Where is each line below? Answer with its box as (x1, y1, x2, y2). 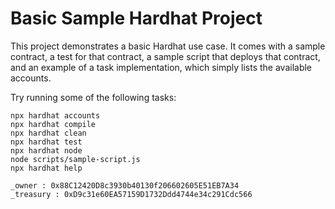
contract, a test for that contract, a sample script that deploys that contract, (10, 50, 321, 62)
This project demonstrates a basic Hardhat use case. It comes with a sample (10, 40, 326, 52)
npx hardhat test (10, 137, 83, 147)
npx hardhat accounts (10, 110, 101, 121)
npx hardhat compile (10, 119, 97, 129)
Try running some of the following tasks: (10, 91, 177, 103)
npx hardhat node (10, 145, 83, 156)
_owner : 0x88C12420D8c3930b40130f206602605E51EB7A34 (10, 180, 240, 191)
